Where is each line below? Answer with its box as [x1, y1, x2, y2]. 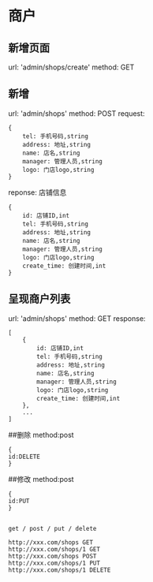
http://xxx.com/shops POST [8, 552, 97, 560]
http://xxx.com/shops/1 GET [8, 545, 101, 553]
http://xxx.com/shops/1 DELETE [8, 565, 111, 574]
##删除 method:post [8, 430, 74, 439]
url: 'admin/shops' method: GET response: [8, 313, 146, 323]
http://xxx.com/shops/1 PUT [8, 559, 101, 567]
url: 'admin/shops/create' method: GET [8, 62, 135, 72]
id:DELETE [8, 453, 41, 461]
